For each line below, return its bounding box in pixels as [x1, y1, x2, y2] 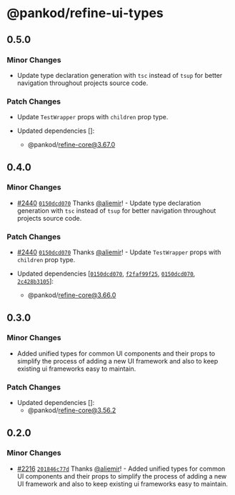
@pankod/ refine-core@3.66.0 [27, 291, 116, 299]
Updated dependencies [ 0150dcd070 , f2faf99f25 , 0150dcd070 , [16, 269, 196, 278]
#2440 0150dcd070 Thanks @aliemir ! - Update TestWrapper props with [16, 248, 221, 256]
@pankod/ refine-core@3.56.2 [27, 406, 116, 415]
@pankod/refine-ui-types [6, 5, 164, 21]
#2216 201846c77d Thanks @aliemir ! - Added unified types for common [16, 464, 226, 473]
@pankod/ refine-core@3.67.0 [27, 141, 116, 149]
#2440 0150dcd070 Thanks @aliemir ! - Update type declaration [16, 199, 201, 207]
